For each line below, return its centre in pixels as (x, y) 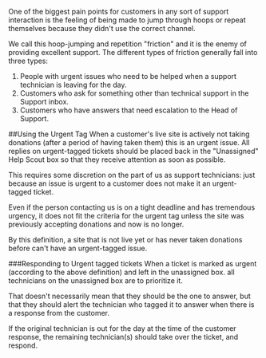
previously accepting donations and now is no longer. (96, 224)
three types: (28, 61)
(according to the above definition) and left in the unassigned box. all (121, 272)
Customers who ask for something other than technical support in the (134, 93)
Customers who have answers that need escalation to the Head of (129, 110)
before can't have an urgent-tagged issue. (78, 248)
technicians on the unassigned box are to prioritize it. (96, 281)
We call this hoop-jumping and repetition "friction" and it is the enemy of (128, 44)
